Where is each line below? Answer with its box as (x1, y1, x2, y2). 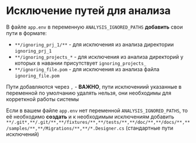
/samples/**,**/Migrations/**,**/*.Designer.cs (6, 125, 125, 131)
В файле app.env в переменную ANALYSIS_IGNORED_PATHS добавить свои (6, 23, 183, 30)
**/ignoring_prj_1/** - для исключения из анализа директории (14, 41, 174, 48)
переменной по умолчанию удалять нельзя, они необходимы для (6, 89, 171, 96)
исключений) (6, 130, 39, 138)
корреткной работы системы (6, 95, 79, 103)
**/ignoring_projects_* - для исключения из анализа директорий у (14, 53, 184, 60)
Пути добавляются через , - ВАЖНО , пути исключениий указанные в (6, 83, 182, 90)
